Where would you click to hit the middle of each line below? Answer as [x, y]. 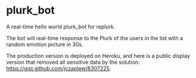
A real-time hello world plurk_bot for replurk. [61, 27]
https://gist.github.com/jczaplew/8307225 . [59, 68]
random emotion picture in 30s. [45, 44]
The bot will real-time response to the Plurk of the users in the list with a [95, 38]
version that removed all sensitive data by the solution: [73, 62]
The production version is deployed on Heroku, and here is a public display [98, 56]
